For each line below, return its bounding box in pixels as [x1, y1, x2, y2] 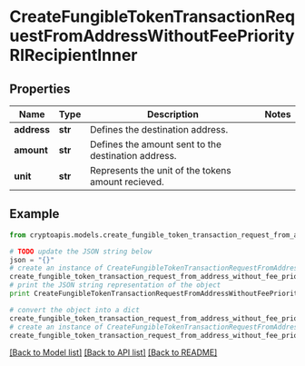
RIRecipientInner [9, 45, 138, 65]
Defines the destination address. [89, 124, 229, 135]
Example [9, 206, 60, 222]
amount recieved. [89, 175, 165, 188]
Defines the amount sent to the [89, 138, 222, 151]
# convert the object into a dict [9, 305, 141, 314]
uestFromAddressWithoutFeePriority [9, 25, 295, 46]
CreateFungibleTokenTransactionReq [9, 6, 296, 27]
